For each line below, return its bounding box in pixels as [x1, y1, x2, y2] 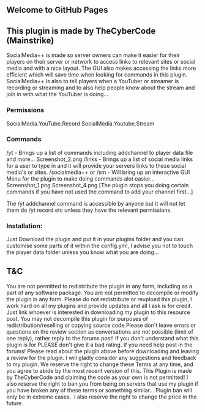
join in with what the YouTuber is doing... [6, 91, 109, 98]
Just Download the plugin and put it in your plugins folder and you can [6, 236, 184, 243]
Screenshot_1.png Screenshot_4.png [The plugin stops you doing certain [6, 181, 189, 189]
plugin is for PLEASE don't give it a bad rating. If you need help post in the [6, 341, 193, 348]
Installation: [6, 222, 43, 230]
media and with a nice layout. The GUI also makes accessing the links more [6, 64, 196, 72]
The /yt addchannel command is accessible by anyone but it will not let [6, 200, 185, 207]
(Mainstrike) [6, 35, 54, 45]
